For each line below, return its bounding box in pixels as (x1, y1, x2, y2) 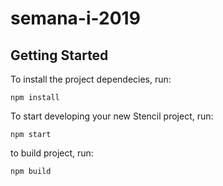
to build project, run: (10, 147, 94, 159)
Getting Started (10, 47, 109, 64)
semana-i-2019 (10, 7, 141, 30)
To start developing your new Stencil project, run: (10, 110, 214, 122)
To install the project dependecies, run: (10, 73, 172, 85)
